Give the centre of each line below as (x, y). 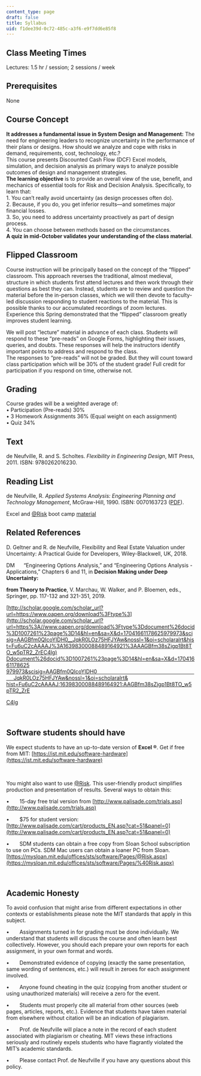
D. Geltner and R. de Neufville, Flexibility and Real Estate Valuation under (96, 547)
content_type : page (31, 12)
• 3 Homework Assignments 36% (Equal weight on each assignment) (92, 416)
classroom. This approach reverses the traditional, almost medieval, (90, 276)
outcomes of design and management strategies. (67, 172)
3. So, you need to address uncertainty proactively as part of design (90, 217)
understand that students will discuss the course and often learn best (92, 938)
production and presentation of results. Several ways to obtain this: (89, 790)
